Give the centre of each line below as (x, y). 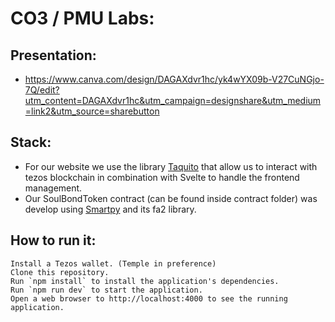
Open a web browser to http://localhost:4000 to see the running (149, 298)
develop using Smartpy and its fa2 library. (110, 209)
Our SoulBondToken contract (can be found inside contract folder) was (171, 198)
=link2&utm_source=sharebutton (92, 111)
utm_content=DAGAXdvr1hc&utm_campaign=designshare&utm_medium (173, 100)
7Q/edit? (42, 90)
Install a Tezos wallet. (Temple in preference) (113, 263)
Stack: (31, 142)
